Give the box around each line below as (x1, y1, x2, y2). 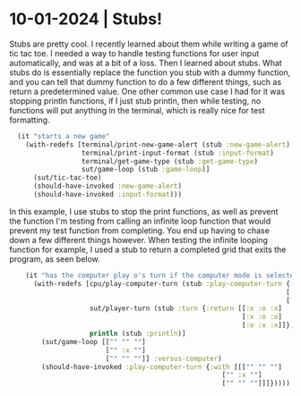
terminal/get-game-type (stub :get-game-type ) (81, 156, 258, 165)
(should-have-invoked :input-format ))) (32, 190, 182, 199)
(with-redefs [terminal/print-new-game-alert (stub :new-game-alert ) (25, 139, 291, 149)
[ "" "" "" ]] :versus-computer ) (105, 354, 222, 363)
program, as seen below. (9, 253, 100, 264)
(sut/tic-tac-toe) (32, 173, 102, 182)
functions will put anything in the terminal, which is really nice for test (9, 105, 266, 115)
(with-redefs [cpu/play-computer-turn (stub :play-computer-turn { (32, 279, 291, 288)
